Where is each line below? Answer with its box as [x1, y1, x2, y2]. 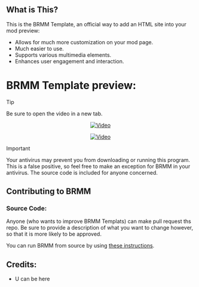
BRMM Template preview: [6, 79, 136, 92]
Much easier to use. [14, 45, 64, 52]
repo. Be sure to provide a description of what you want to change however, [6, 224, 194, 231]
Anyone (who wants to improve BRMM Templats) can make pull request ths [6, 218, 191, 225]
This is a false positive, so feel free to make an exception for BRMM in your [6, 163, 191, 170]
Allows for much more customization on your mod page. [14, 38, 154, 45]
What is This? [6, 5, 59, 15]
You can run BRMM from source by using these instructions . [6, 242, 155, 249]
